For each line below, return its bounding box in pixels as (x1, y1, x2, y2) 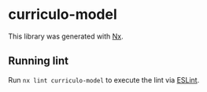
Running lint (8, 54, 69, 68)
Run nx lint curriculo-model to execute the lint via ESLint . (8, 75, 200, 84)
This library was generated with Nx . (8, 31, 124, 41)
